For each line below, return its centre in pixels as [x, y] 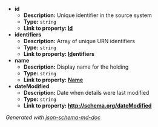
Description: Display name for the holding [76, 67]
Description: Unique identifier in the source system [87, 15]
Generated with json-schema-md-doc [53, 117]
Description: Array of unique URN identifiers [79, 41]
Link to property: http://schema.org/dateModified [87, 105]
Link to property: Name [53, 80]
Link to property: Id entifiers [59, 54]
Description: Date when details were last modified [86, 93]
